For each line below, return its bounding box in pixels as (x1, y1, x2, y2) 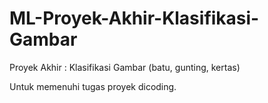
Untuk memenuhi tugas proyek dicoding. (9, 80, 177, 92)
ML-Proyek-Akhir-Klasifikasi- (9, 7, 260, 30)
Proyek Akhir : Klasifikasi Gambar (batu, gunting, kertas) (9, 61, 241, 73)
